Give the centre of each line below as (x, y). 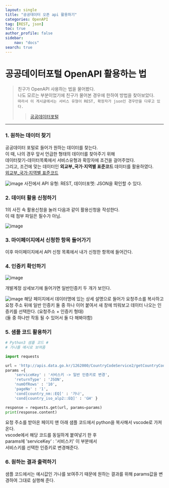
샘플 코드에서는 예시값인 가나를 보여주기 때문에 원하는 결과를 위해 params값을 (81, 474)
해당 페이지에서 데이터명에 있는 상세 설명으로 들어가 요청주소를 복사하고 (94, 298)
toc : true (16, 29)
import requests (22, 356)
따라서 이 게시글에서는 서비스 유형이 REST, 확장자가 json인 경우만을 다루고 (86, 101)
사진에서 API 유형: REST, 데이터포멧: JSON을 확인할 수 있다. (83, 183)
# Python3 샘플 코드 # (27, 343)
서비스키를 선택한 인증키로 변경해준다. (42, 448)
